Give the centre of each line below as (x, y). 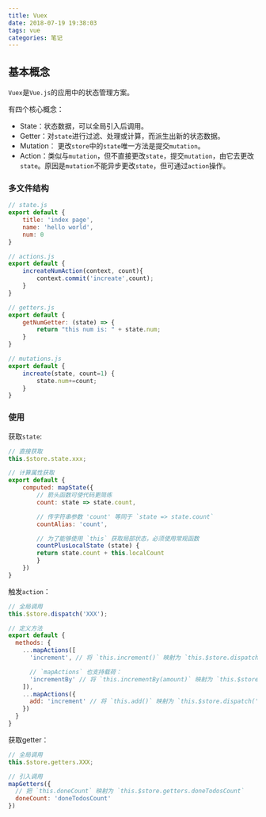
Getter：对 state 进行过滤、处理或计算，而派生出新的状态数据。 (122, 136)
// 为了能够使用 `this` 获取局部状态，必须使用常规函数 (118, 539)
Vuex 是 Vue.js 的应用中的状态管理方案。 (71, 93)
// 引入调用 (26, 777)
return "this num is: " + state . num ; (99, 330)
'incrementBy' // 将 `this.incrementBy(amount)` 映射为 (121, 679)
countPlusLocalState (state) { (88, 546)
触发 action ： (29, 591)
